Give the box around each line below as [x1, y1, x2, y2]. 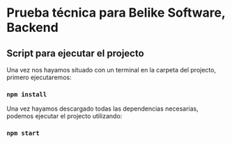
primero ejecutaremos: [6, 73, 72, 81]
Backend [6, 19, 59, 35]
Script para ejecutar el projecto [6, 47, 144, 59]
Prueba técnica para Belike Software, [6, 5, 226, 21]
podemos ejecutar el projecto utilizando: [6, 112, 123, 120]
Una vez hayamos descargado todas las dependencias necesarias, [6, 104, 199, 113]
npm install [6, 90, 47, 98]
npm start [6, 129, 40, 137]
